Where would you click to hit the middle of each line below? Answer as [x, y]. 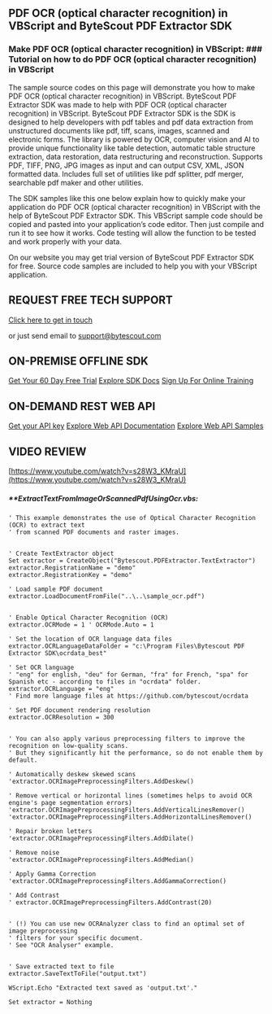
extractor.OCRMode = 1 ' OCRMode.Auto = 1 [81, 625]
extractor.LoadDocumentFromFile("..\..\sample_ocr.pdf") [107, 596]
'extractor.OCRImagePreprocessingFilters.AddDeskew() [101, 781]
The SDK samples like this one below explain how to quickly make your [127, 198]
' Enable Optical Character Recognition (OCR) [89, 618]
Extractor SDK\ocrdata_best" [58, 653]
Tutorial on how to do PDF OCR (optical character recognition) [133, 59]
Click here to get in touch [51, 320]
